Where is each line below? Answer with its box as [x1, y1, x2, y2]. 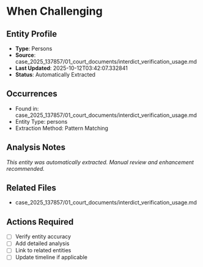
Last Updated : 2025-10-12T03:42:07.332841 [15, 64, 128, 72]
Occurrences [6, 89, 57, 99]
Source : [15, 51, 36, 59]
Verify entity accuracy [15, 233, 72, 240]
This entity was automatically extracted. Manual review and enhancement [6, 158, 194, 166]
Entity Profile [6, 29, 57, 39]
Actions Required [6, 216, 74, 227]
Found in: [15, 105, 39, 112]
